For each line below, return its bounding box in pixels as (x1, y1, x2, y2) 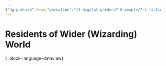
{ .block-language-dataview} (5, 55, 64, 61)
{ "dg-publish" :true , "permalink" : (5, 7, 74, 12)
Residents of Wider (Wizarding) (5, 28, 137, 39)
